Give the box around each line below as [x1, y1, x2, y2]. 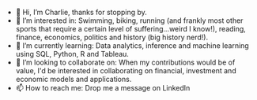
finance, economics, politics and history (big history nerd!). [15, 32, 209, 42]
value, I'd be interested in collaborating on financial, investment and [15, 66, 236, 75]
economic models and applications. [15, 75, 132, 83]
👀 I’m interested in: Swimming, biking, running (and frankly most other [15, 16, 244, 25]
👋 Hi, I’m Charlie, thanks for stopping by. [15, 8, 148, 17]
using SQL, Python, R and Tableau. [15, 50, 129, 58]
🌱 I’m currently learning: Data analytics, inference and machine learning [15, 41, 249, 50]
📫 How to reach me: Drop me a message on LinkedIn [15, 83, 191, 92]
